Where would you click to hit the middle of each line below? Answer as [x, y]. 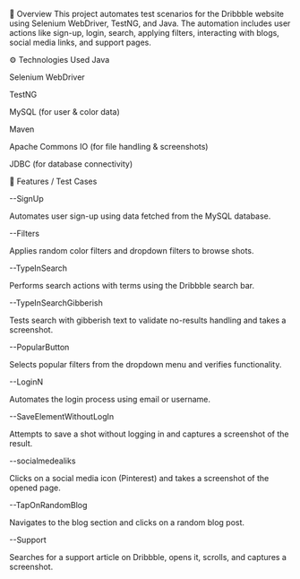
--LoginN [26, 382]
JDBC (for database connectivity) [71, 164]
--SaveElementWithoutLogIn [62, 416]
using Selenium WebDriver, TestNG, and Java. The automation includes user [150, 23]
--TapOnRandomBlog [48, 505]
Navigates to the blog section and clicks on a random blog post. [127, 523]
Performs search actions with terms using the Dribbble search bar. [132, 285]
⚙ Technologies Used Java [60, 60]
